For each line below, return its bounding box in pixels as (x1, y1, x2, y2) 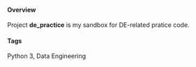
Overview (7, 6, 36, 14)
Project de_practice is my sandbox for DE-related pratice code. (7, 21, 190, 29)
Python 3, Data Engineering (7, 52, 86, 60)
